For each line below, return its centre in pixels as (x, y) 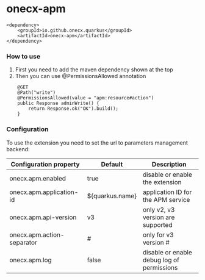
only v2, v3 (159, 209)
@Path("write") (37, 93)
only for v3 (158, 235)
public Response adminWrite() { (58, 103)
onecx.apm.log (31, 260)
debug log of (161, 260)
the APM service (166, 199)
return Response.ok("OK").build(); (74, 109)
